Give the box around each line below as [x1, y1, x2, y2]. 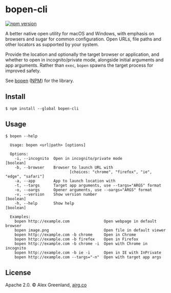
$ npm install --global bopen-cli [5, 106, 79, 111]
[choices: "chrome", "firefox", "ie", [69, 169, 153, 175]
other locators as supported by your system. [5, 41, 99, 47]
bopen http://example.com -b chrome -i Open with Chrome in [14, 241, 147, 246]
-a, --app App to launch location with [14, 178, 116, 183]
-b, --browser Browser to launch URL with [14, 165, 114, 170]
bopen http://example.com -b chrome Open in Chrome [14, 232, 137, 237]
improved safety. [5, 68, 41, 74]
